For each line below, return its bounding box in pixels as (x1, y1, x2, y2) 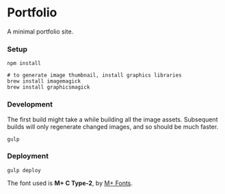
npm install (7, 60, 41, 67)
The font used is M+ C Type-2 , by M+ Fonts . (7, 179, 133, 187)
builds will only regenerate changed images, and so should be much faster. (7, 122, 219, 130)
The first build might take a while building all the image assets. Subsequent (7, 115, 218, 124)
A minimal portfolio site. (7, 27, 74, 36)
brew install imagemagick (7, 78, 81, 85)
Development (7, 100, 53, 109)
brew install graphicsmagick (7, 84, 90, 91)
